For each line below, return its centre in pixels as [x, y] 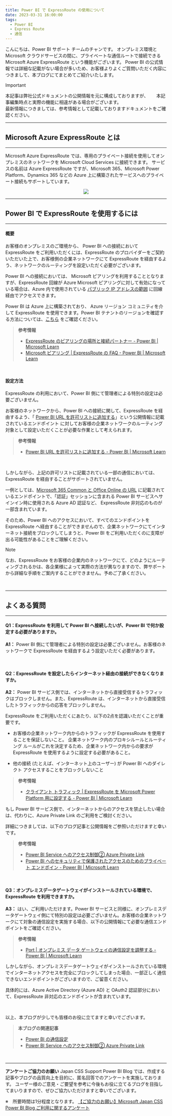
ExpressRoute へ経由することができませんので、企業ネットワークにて [79, 526]
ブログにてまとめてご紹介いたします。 [76, 75]
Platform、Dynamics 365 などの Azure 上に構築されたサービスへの [76, 175]
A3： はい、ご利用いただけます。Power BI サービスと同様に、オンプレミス [84, 909]
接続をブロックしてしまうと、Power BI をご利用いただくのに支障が [93, 533]
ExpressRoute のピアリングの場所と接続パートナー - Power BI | [92, 341]
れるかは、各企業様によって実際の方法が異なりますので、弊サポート [94, 567]
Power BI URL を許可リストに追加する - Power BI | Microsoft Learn [95, 452]
